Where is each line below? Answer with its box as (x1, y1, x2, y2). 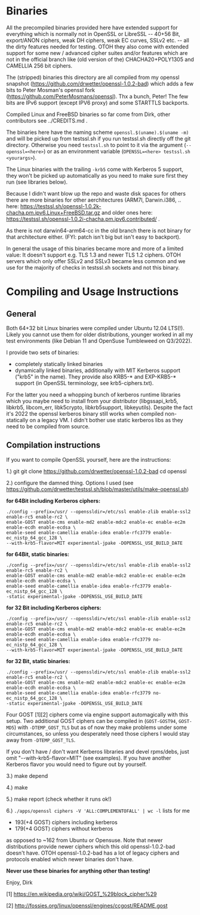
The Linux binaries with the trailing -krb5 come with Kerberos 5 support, (6, 166, 184, 173)
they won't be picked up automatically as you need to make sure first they (6, 172, 188, 179)
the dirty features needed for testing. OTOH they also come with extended (6, 43, 189, 50)
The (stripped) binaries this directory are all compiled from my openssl (6, 74, 180, 81)
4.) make (6, 783, 28, 791)
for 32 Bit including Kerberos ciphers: (6, 604, 101, 611)
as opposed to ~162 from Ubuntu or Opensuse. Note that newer (6, 836, 163, 844)
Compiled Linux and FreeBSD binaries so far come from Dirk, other (6, 111, 171, 118)
